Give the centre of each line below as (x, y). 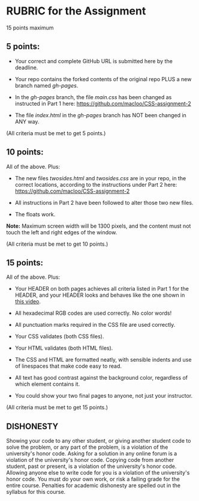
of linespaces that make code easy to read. (68, 366)
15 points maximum (30, 28)
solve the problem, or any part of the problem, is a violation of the (87, 447)
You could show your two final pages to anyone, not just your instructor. (104, 396)
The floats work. (35, 214)
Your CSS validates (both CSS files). (59, 336)
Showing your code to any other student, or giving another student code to (99, 441)
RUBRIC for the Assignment (76, 11)
